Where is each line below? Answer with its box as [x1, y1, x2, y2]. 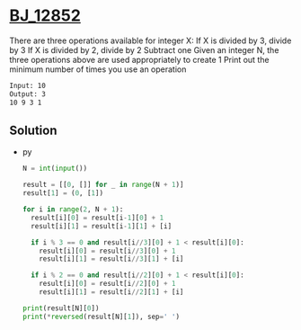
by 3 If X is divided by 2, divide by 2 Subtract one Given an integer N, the [9, 44, 279, 55]
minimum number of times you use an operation [9, 64, 187, 75]
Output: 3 [9, 89, 47, 99]
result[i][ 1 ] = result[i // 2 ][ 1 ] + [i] [39, 288, 184, 297]
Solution [9, 122, 58, 138]
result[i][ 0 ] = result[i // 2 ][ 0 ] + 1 [39, 280, 176, 289]
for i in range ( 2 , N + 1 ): [22, 205, 124, 214]
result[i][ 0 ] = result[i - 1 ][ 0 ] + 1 [31, 213, 164, 222]
